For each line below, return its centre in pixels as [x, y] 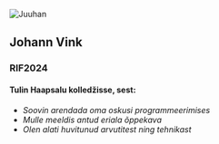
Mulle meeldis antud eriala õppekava [92, 120]
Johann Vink [46, 42]
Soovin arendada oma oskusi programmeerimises [116, 110]
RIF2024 [29, 68]
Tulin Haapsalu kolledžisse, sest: [73, 90]
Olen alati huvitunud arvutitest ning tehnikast [107, 129]
